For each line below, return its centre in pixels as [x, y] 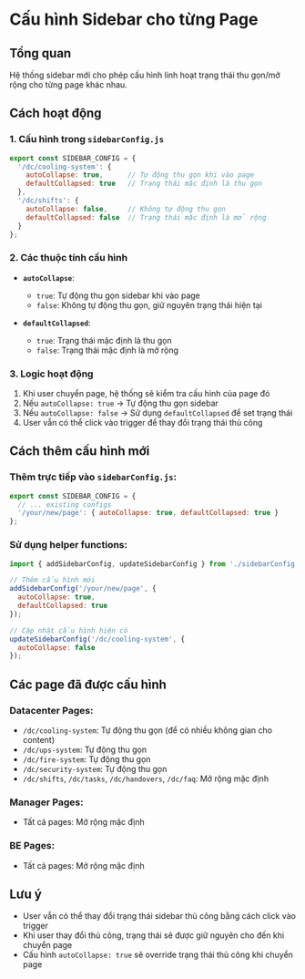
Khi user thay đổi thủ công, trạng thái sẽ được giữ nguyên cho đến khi [153, 935]
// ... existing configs [65, 505]
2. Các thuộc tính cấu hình [69, 258]
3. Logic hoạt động [51, 374]
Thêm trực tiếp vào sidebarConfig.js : [93, 477]
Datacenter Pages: [51, 710]
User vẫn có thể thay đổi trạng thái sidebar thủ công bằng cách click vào [159, 916]
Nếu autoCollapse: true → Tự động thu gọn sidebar [120, 403]
